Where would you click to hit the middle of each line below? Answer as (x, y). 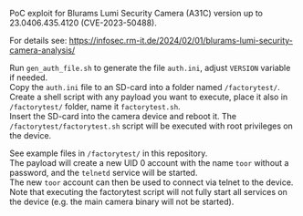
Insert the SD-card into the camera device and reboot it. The (123, 116)
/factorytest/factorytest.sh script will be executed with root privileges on (151, 126)
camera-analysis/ (42, 50)
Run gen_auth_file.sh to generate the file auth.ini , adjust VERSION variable (150, 68)
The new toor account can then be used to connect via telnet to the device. (151, 182)
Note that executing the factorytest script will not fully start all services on (148, 192)
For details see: (38, 41)
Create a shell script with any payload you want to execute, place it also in (149, 97)
